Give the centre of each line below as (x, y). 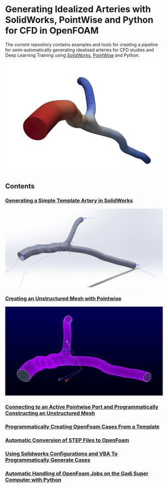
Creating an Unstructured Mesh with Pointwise (63, 299)
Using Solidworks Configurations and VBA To (61, 453)
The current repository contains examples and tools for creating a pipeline (82, 44)
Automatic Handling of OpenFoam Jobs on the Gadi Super (77, 473)
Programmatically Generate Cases (48, 460)
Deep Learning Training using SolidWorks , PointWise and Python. (72, 55)
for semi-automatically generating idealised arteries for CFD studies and (79, 50)
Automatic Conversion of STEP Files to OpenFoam (67, 440)
